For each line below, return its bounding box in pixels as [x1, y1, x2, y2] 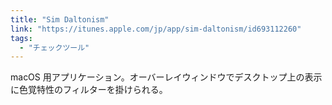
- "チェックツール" [19, 42, 90, 53]
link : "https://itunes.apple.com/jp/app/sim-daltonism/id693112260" [10, 24, 302, 34]
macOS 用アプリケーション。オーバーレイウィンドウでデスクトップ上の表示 [10, 71, 323, 83]
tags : [10, 33, 33, 43]
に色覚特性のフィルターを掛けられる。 [10, 84, 168, 96]
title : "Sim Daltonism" [10, 14, 110, 25]
